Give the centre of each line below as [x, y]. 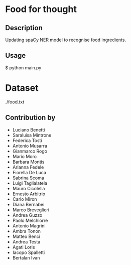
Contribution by [30, 118]
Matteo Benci [26, 236]
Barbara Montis [28, 162]
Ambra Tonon [27, 231]
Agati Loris [24, 247]
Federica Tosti [27, 140]
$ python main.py [23, 68]
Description [24, 28]
